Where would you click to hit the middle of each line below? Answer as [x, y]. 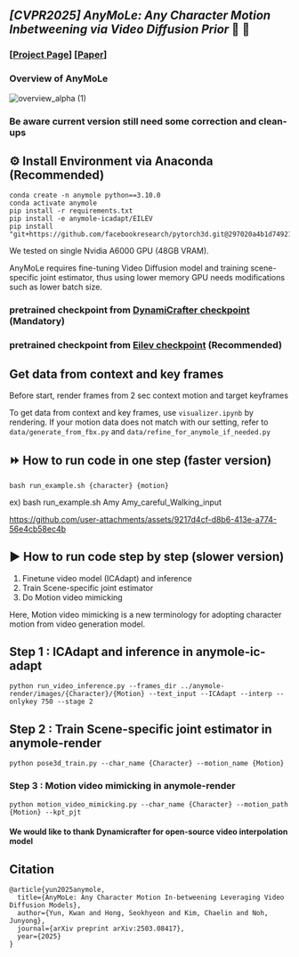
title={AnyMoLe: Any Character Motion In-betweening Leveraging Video [151, 897]
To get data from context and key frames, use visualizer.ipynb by [131, 413]
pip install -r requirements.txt [71, 211]
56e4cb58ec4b [38, 529]
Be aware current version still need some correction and [133, 121]
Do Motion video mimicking [72, 597]
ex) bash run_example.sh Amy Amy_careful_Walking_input [116, 502]
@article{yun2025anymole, [57, 889]
